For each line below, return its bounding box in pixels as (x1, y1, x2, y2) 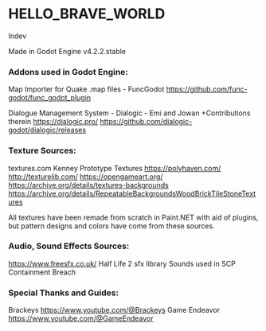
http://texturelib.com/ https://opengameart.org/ (8, 172, 163, 181)
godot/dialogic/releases (8, 125, 86, 135)
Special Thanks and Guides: (8, 287, 119, 298)
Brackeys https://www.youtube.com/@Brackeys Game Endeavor (8, 306, 221, 315)
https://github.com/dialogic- (99, 117, 193, 127)
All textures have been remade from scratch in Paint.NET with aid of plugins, (8, 212, 259, 222)
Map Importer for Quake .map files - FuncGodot (8, 84, 165, 94)
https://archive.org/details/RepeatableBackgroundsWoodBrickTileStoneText (8, 189, 256, 198)
